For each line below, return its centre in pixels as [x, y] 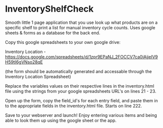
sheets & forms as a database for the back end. [53, 33]
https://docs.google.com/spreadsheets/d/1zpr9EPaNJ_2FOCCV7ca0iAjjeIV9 [81, 56]
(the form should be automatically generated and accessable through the [79, 71]
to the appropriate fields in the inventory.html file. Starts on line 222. [74, 106]
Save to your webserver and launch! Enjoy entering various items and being [81, 115]
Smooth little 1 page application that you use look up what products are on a [81, 22]
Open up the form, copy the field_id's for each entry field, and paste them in [81, 100]
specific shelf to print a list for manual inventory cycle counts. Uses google [80, 27]
